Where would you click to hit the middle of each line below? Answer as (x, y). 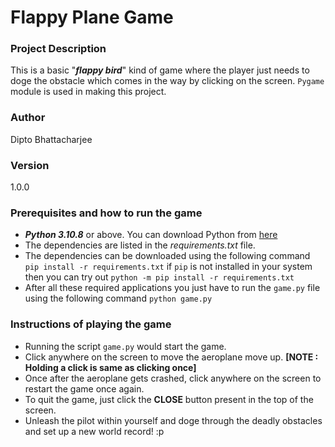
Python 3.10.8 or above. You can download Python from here (151, 235)
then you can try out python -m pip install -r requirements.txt (159, 277)
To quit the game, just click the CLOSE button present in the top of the (169, 399)
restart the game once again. (84, 388)
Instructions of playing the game (91, 324)
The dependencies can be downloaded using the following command (167, 256)
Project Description (58, 49)
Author (28, 118)
